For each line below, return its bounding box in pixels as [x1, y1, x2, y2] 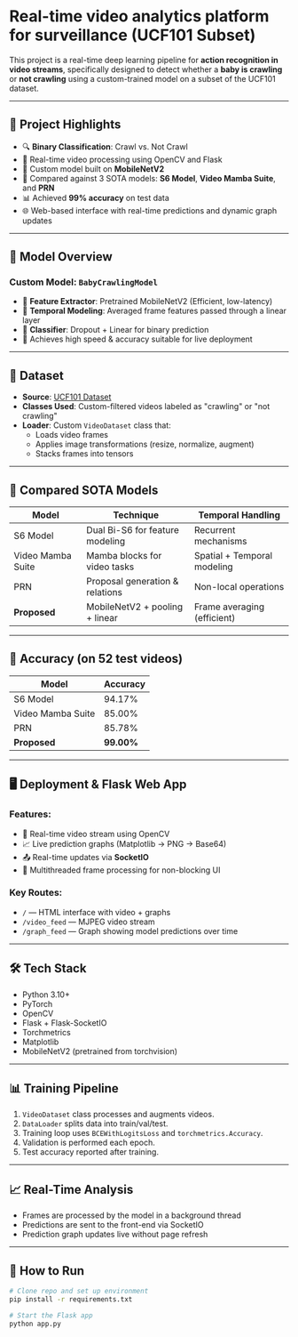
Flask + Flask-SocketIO [21, 1017, 107, 1028]
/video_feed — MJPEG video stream [21, 916, 155, 927]
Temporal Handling [198, 509, 281, 521]
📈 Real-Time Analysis [9, 1181, 134, 1197]
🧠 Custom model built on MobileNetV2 [21, 163, 165, 174]
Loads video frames [35, 430, 109, 440]
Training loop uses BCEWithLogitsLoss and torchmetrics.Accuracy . [21, 1128, 263, 1139]
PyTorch [21, 998, 53, 1009]
